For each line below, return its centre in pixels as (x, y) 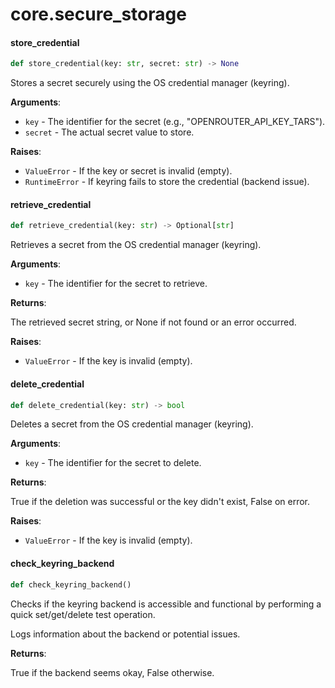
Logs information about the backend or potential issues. (125, 634)
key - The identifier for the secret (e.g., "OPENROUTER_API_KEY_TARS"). (175, 122)
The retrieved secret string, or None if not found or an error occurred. (153, 322)
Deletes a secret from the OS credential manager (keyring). (132, 424)
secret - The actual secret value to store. (109, 132)
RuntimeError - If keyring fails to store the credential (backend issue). (167, 182)
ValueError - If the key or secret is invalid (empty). (128, 171)
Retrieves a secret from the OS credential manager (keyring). (136, 245)
